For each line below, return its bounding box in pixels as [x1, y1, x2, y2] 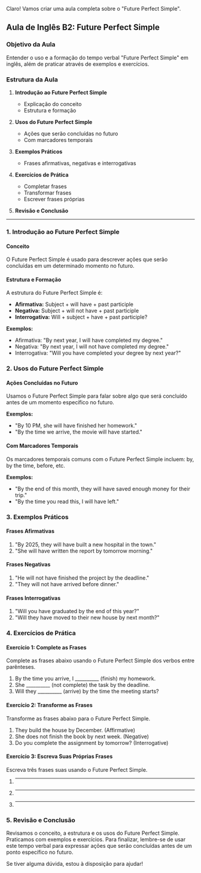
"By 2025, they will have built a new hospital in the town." [14, 541, 157, 548]
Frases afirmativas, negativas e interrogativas [23, 159, 136, 166]
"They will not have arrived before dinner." [14, 580, 120, 587]
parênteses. [6, 663, 36, 671]
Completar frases [23, 183, 67, 190]
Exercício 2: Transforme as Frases [6, 701, 93, 708]
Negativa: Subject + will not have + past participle [14, 307, 139, 314]
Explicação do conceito [23, 100, 82, 107]
